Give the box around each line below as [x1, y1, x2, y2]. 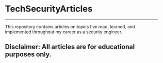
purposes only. [5, 50, 52, 59]
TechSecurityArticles [5, 3, 93, 14]
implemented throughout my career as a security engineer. [5, 29, 123, 35]
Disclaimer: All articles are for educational [5, 43, 135, 51]
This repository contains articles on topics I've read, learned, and [5, 24, 135, 29]
